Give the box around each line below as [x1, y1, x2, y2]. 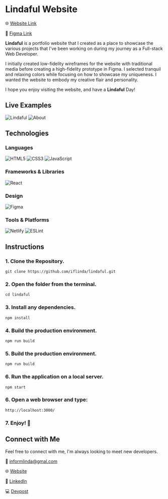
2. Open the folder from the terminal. [5, 281, 97, 288]
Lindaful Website [5, 4, 78, 15]
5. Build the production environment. [5, 350, 97, 357]
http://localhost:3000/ [5, 408, 55, 413]
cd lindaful [5, 292, 30, 297]
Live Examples [5, 101, 52, 109]
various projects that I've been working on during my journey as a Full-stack [5, 45, 163, 51]
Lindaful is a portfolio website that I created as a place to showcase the [5, 40, 153, 46]
